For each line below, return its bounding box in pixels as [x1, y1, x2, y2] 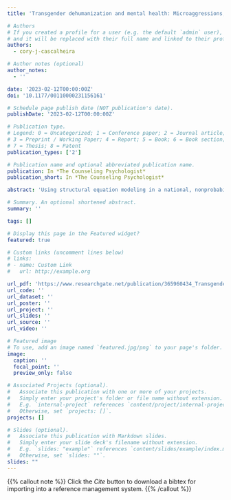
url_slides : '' [7, 312, 51, 320]
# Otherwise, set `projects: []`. [7, 407, 112, 415]
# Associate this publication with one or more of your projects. [7, 389, 208, 395]
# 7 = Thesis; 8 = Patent [7, 142, 81, 149]
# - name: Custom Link [7, 262, 72, 269]
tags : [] [7, 217, 32, 224]
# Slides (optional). [7, 426, 69, 433]
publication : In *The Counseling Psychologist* [7, 168, 146, 175]
